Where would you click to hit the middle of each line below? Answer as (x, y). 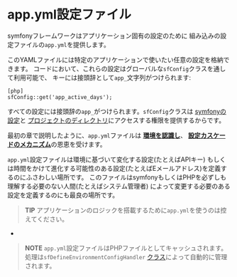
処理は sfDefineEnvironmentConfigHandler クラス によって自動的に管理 (126, 256)
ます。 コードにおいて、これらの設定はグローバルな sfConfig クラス (110, 68)
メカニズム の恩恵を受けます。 (63, 144)
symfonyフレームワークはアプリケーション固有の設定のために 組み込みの (114, 36)
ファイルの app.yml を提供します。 (61, 44)
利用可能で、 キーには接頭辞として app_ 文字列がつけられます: (102, 77)
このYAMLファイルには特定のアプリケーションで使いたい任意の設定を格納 (115, 59)
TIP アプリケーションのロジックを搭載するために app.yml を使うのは (122, 210)
